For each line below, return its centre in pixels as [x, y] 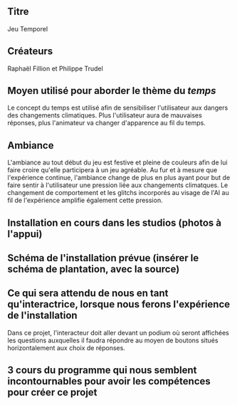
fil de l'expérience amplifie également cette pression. [85, 200]
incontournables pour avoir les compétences [109, 381]
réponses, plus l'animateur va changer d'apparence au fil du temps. [107, 123]
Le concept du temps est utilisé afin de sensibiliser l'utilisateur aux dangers [118, 108]
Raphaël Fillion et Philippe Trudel [55, 68]
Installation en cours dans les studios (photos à [115, 222]
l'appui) [25, 234]
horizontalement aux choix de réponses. [67, 347]
